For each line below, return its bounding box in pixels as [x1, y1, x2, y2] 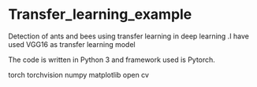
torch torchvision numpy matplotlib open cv [8, 70, 150, 79]
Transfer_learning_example [8, 5, 192, 24]
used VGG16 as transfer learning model [8, 39, 136, 49]
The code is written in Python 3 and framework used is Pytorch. [8, 55, 215, 64]
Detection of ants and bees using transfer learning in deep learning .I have [8, 31, 250, 41]
